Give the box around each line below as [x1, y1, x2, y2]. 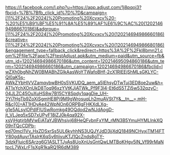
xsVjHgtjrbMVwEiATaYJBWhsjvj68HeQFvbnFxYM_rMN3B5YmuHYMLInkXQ [5, 118, 163, 123]
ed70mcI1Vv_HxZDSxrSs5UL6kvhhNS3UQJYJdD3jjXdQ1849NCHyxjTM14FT [5, 128, 165, 134]
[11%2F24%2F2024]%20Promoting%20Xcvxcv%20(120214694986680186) [5, 42, 165, 48]
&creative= [5, 36, 28, 43]
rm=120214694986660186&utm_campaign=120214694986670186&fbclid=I [5, 63, 163, 69]
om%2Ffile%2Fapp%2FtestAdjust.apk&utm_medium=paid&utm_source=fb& [5, 53, 165, 59]
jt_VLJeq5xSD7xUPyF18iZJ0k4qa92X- [5, 112, 85, 118]
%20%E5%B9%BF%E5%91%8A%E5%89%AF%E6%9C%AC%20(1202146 [5, 20, 163, 26]
